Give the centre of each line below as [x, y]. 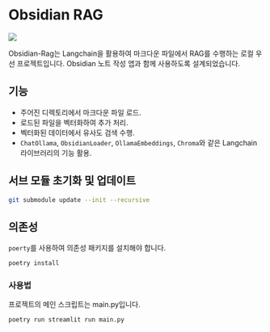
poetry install [34, 263]
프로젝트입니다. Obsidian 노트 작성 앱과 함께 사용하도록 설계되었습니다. [129, 63]
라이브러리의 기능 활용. [56, 153]
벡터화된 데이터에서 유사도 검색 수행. [77, 132]
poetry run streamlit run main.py [67, 320]
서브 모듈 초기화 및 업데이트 [72, 181]
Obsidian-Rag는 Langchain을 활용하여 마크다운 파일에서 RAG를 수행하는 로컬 [131, 53]
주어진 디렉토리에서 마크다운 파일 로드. [80, 112]
